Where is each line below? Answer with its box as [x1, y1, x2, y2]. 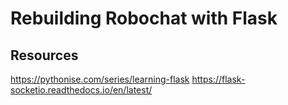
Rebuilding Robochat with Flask [10, 7, 278, 30]
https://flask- [191, 73, 246, 85]
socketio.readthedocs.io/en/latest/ [10, 84, 153, 96]
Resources [10, 47, 79, 64]
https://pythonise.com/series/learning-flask [10, 73, 190, 85]
